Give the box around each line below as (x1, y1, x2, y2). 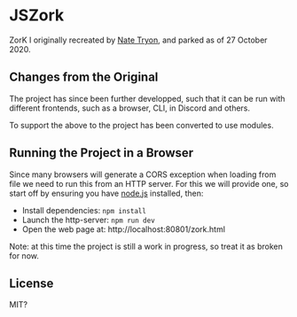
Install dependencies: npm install (21, 205, 146, 215)
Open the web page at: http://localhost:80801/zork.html (21, 223, 226, 235)
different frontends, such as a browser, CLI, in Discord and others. (9, 103, 251, 113)
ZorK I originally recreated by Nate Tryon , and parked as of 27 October (9, 35, 268, 45)
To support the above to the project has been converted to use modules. (9, 120, 274, 130)
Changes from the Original (9, 70, 159, 85)
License (9, 275, 54, 290)
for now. (9, 250, 40, 261)
